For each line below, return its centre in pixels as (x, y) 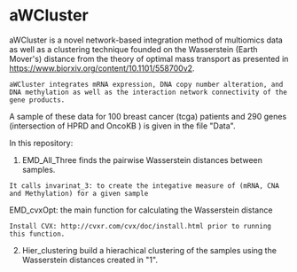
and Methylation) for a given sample (79, 193)
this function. (37, 234)
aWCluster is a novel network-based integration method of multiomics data (146, 40)
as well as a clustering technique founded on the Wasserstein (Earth (134, 49)
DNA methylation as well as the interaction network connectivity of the (148, 92)
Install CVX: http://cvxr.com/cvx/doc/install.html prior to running (141, 226)
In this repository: (41, 143)
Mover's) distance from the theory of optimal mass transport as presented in (149, 58)
